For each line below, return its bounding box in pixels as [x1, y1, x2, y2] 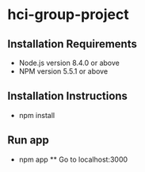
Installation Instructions [7, 90, 128, 103]
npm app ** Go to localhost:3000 [18, 155, 128, 164]
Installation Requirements [7, 37, 138, 51]
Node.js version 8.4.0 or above [18, 58, 120, 67]
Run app [7, 133, 49, 147]
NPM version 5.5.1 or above [18, 67, 109, 76]
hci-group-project [7, 6, 129, 24]
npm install [18, 110, 55, 120]
